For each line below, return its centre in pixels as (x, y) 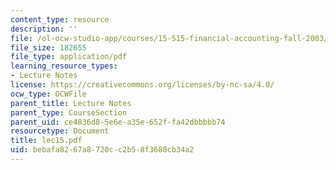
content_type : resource (60, 19)
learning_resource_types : (64, 66)
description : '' (44, 29)
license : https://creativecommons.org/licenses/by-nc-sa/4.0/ (142, 85)
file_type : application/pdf (69, 57)
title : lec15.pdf (46, 141)
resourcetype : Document (60, 131)
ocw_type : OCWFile (48, 94)
